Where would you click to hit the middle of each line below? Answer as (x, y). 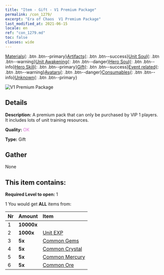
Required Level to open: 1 (32, 194)
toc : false (16, 38)
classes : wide (20, 42)
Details (16, 103)
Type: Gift (15, 139)
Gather (16, 155)
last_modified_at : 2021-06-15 (37, 24)
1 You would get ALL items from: (38, 204)
